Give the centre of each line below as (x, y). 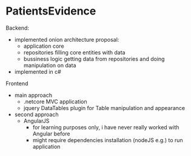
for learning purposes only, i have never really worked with (106, 127)
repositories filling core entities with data (74, 52)
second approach (36, 114)
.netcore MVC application (55, 102)
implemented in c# (38, 71)
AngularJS (36, 121)
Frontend (17, 83)
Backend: (18, 28)
